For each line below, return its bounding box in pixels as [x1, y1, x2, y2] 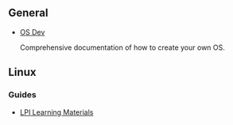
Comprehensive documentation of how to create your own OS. [19, 43, 225, 52]
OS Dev [19, 27, 45, 36]
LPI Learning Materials [19, 107, 94, 117]
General [8, 6, 49, 20]
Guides [8, 89, 37, 100]
